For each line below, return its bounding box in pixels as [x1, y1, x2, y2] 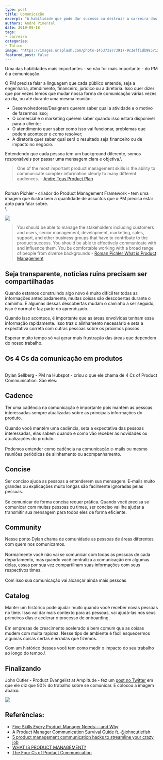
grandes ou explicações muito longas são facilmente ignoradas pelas [5, 483, 144, 489]
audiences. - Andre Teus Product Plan [16, 176, 93, 182]
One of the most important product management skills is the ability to [16, 166, 156, 171]
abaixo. [5, 687, 20, 694]
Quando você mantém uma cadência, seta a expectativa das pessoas [5, 425, 144, 431]
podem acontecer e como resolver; [12, 131, 82, 137]
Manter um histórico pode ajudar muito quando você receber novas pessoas [5, 605, 158, 611]
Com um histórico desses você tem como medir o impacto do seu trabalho [5, 645, 154, 651]
